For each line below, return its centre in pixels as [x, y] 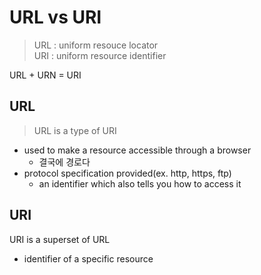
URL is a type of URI [75, 130]
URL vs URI [55, 17]
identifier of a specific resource [88, 258]
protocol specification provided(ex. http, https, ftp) [127, 173]
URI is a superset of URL [60, 239]
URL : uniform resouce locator [96, 45]
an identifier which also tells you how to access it [140, 183]
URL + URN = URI [45, 75]
